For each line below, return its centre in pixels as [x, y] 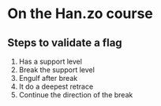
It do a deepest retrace [56, 86]
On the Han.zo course [80, 14]
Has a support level [50, 61]
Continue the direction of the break [76, 95]
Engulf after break [48, 78]
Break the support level [57, 70]
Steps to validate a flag [65, 43]
